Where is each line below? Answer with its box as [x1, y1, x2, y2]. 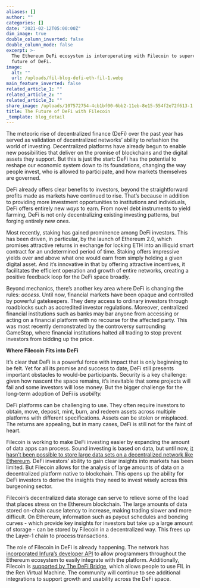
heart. [6, 427, 21, 434]
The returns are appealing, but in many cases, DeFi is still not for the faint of [6, 421, 192, 428]
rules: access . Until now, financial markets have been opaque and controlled [6, 291, 193, 298]
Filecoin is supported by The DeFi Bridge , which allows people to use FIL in [6, 563, 190, 570]
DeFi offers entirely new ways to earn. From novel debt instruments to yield [6, 205, 190, 212]
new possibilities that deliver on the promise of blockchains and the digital [6, 149, 188, 157]
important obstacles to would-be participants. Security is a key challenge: [6, 371, 187, 379]
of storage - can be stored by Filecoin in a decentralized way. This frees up [6, 526, 190, 533]
